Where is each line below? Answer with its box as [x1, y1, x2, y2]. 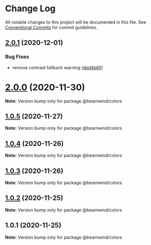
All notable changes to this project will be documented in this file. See [5, 19, 147, 25]
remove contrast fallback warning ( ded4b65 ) [12, 64, 103, 70]
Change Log [5, 3, 56, 14]
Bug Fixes [5, 54, 30, 60]
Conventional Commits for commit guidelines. [5, 24, 97, 30]
